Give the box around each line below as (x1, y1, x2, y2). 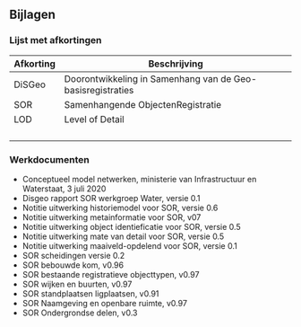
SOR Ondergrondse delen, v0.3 (21, 307, 138, 318)
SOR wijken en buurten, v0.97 (21, 278, 133, 289)
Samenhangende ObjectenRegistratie (64, 98, 222, 110)
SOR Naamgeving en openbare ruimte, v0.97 (21, 297, 188, 308)
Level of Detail (64, 112, 125, 125)
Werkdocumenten (9, 153, 90, 165)
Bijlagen (9, 7, 56, 22)
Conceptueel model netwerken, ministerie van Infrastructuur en (21, 173, 257, 184)
